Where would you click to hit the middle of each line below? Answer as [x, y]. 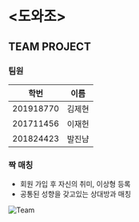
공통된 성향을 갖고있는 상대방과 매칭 [75, 194]
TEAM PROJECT [50, 46]
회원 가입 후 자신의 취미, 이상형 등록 [75, 184]
